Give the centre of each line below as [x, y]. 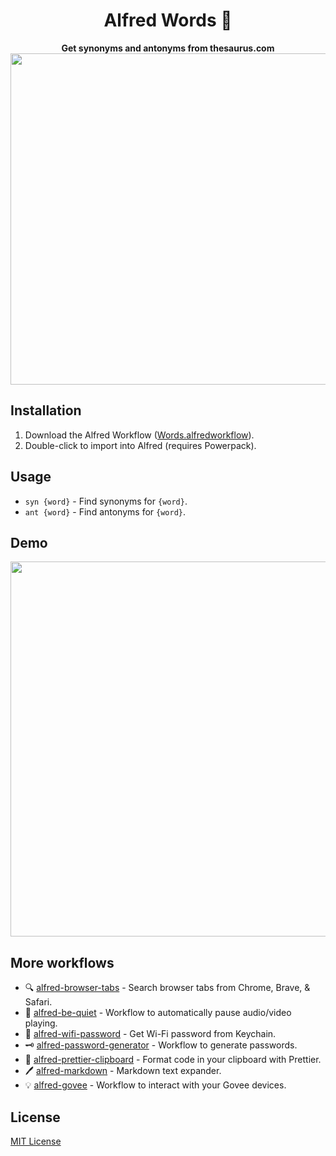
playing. [41, 1023]
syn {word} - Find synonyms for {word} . [106, 501]
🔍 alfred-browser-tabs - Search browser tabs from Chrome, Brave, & [167, 988]
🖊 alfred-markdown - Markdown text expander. [123, 1071]
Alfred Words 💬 [168, 20]
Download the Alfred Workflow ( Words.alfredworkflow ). [139, 435]
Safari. [38, 1002]
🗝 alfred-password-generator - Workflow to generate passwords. [161, 1045]
